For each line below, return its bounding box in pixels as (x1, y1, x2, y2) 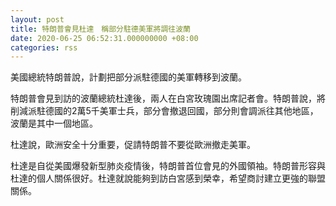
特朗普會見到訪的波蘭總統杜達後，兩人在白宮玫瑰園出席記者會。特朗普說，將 (10, 92, 326, 105)
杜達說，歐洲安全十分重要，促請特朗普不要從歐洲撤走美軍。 (10, 139, 256, 151)
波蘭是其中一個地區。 (10, 117, 98, 130)
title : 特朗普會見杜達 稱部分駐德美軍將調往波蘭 (10, 24, 191, 34)
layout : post (10, 14, 65, 25)
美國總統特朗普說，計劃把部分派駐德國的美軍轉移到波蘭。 (10, 71, 247, 83)
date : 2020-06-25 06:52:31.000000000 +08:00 (10, 33, 199, 43)
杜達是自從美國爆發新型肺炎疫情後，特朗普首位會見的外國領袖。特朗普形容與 (10, 160, 326, 172)
